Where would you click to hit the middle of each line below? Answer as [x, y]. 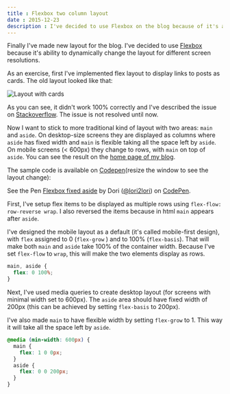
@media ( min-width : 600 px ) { [49, 340]
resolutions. [24, 60]
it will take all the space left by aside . [59, 327]
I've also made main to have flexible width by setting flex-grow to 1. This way [115, 320]
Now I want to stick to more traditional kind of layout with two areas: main [110, 128]
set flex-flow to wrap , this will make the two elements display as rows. [106, 254]
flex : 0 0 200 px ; [44, 372]
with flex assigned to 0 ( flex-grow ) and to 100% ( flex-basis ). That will [108, 239]
